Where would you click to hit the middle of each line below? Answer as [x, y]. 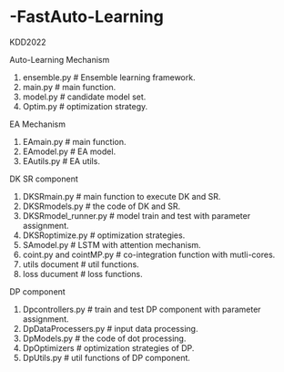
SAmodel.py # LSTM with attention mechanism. [112, 244]
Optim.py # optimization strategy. [85, 106]
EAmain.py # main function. [74, 141]
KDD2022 [28, 42]
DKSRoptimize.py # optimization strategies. [104, 235]
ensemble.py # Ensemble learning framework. [109, 77]
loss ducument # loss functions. [82, 274]
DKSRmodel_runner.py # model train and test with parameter [137, 215]
